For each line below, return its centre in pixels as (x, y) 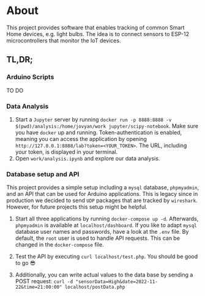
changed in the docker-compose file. (59, 245)
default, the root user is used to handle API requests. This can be (98, 238)
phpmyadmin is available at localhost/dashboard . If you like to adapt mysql (106, 225)
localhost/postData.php (95, 287)
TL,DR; (20, 60)
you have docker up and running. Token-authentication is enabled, (99, 132)
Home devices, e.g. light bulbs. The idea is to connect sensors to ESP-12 (98, 34)
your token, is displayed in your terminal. (66, 152)
